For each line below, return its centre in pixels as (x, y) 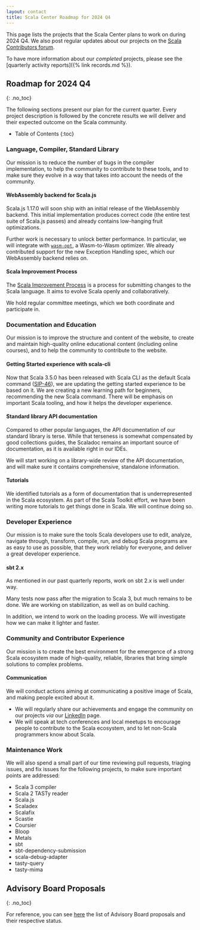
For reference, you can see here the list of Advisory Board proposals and (96, 914)
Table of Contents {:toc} (44, 134)
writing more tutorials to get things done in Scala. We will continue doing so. (100, 506)
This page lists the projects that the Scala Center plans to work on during (96, 34)
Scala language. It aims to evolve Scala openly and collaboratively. (88, 291)
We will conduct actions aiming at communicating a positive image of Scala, (99, 691)
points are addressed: (33, 776)
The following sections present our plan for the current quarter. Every (92, 110)
